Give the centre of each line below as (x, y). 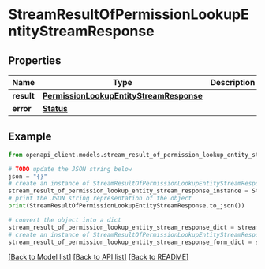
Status (55, 108)
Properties (35, 60)
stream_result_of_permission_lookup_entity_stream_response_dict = (121, 227)
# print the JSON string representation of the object (100, 199)
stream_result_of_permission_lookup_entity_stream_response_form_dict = (130, 242)
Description (233, 82)
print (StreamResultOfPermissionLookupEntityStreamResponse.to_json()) (127, 206)
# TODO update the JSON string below (70, 169)
